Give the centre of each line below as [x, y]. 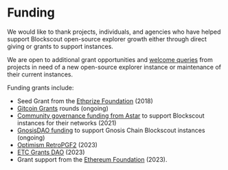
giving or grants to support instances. [60, 46]
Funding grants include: [41, 87]
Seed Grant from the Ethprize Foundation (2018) [85, 100]
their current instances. [40, 74]
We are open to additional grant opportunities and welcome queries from [110, 59]
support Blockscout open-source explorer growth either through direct [107, 39]
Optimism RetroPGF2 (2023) [57, 145]
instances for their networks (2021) [67, 123]
